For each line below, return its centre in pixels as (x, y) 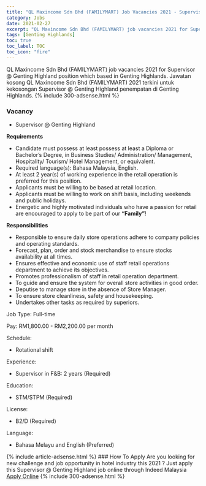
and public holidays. (40, 200)
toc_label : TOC (26, 47)
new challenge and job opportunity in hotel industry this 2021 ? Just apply (100, 463)
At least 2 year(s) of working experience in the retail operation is (96, 175)
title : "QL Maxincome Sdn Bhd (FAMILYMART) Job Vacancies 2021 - (91, 12)
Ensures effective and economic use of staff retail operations (92, 264)
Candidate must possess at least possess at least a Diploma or (94, 148)
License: (17, 409)
